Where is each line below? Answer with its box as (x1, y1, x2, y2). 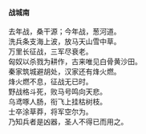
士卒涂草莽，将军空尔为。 (8, 107, 93, 116)
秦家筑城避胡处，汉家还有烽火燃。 (8, 67, 121, 76)
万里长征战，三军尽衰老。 (8, 47, 93, 56)
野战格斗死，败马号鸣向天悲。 (8, 87, 107, 96)
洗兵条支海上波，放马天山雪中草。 (8, 37, 121, 47)
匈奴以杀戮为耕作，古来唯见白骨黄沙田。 (8, 57, 142, 67)
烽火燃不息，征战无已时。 (8, 77, 93, 87)
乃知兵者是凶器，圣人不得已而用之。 (8, 117, 128, 127)
